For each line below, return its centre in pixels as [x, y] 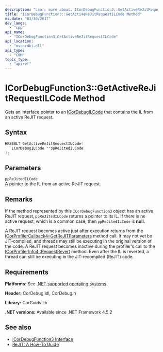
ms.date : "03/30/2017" [28, 19]
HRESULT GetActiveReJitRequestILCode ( [44, 144]
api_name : [15, 32]
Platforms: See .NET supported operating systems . [56, 284]
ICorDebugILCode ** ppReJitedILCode [47, 148]
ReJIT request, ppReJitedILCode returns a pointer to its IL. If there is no [75, 216]
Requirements [27, 272]
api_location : [19, 41]
